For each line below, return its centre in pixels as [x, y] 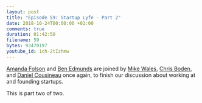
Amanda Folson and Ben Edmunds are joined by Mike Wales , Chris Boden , [99, 68]
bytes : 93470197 [27, 46]
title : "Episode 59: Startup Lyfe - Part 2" [64, 18]
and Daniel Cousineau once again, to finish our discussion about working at [101, 75]
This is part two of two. [35, 93]
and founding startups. [35, 81]
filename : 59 [23, 40]
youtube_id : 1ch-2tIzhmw [38, 51]
